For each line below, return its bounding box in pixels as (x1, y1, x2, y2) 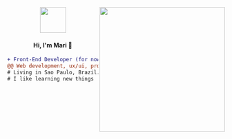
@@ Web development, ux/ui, (7, 63, 88, 69)
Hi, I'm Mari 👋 (33, 41, 72, 49)
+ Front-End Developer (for (7, 56, 88, 63)
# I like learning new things (7, 75, 95, 82)
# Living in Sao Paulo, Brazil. (7, 69, 100, 76)
